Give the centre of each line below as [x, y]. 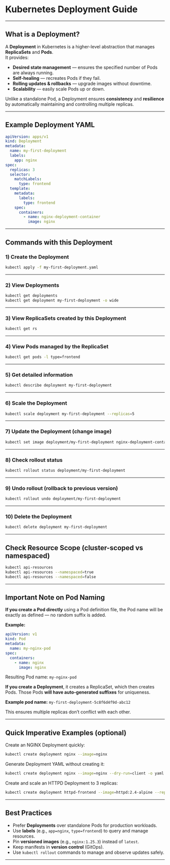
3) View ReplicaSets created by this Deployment [66, 318]
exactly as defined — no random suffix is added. [56, 615]
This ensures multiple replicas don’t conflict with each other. [68, 712]
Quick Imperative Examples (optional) [66, 733]
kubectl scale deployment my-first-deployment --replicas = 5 [70, 414]
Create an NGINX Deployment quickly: [45, 745]
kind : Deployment [24, 141]
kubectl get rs [21, 329]
